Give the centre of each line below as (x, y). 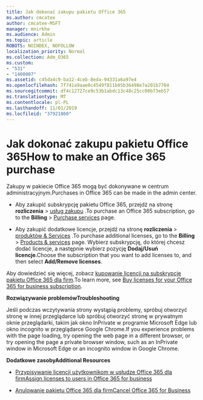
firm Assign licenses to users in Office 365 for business (84, 379)
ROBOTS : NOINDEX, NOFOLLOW (40, 46)
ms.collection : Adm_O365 (38, 57)
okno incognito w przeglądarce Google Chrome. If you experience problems (101, 329)
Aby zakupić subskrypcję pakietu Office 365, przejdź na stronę (94, 205)
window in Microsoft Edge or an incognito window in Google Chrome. (93, 349)
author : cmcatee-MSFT (34, 23)
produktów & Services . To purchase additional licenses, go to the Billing (105, 236)
